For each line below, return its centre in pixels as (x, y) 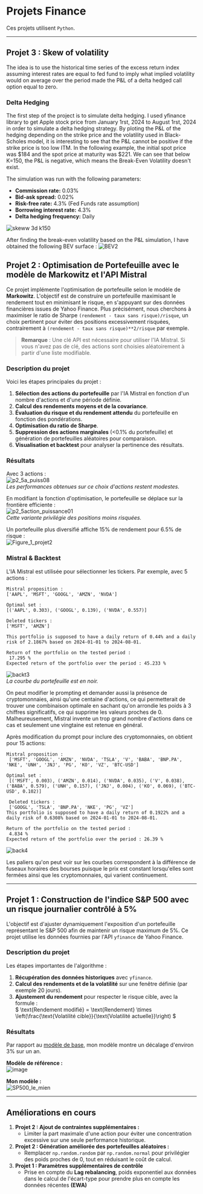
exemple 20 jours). (38, 990)
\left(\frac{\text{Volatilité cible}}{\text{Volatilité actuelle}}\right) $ (95, 1016)
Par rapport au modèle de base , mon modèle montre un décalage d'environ (100, 1045)
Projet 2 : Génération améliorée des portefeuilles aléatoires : (92, 1146)
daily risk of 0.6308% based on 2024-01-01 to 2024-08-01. (82, 818)
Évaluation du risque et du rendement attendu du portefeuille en (96, 413)
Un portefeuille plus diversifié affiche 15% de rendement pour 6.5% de (94, 529)
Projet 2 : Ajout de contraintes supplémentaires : (77, 1127)
